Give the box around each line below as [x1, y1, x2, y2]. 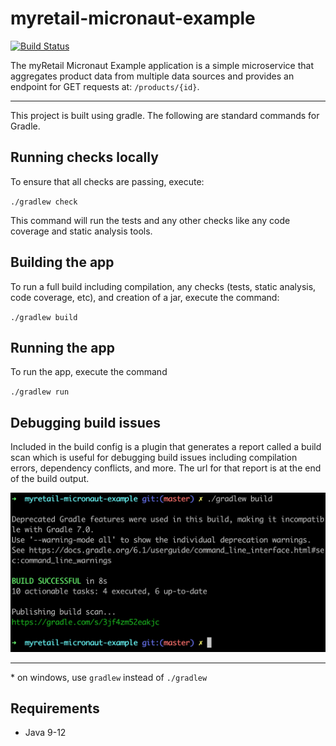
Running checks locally [10, 149, 159, 166]
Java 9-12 [24, 727, 67, 739]
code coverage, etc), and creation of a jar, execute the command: [10, 291, 280, 303]
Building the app [10, 254, 115, 271]
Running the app [10, 339, 115, 356]
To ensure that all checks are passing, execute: [10, 175, 205, 187]
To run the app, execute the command [10, 366, 168, 378]
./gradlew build [10, 312, 78, 322]
